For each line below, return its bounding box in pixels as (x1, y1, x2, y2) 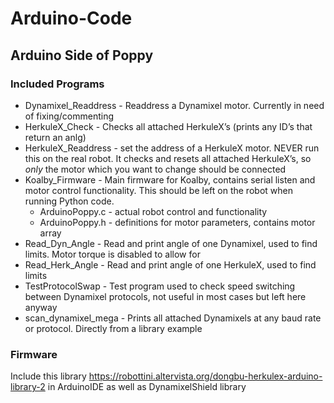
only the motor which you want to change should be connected (24, 163, 287, 175)
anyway (24, 301, 58, 313)
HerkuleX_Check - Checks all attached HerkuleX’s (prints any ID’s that (24, 120, 313, 132)
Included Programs (10, 77, 105, 91)
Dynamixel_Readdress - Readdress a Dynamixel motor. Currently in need (24, 99, 325, 111)
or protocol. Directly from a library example (24, 322, 203, 334)
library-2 (10, 381, 46, 393)
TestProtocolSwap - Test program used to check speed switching (24, 280, 296, 292)
